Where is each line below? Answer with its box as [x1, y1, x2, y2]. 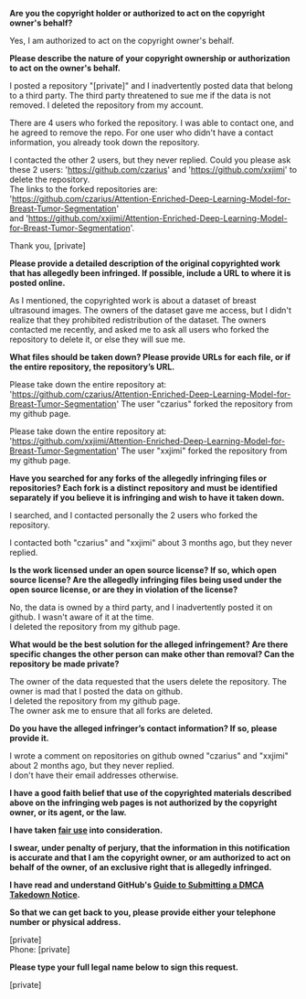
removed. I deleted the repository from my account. [9, 100, 204, 111]
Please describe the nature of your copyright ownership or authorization [9, 53, 290, 63]
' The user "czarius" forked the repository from [116, 399, 293, 409]
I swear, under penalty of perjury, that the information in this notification [9, 843, 290, 853]
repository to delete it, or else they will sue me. [9, 334, 185, 345]
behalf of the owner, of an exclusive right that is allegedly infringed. [9, 862, 272, 872]
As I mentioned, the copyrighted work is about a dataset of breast [9, 295, 258, 305]
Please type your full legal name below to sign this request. [9, 962, 239, 972]
